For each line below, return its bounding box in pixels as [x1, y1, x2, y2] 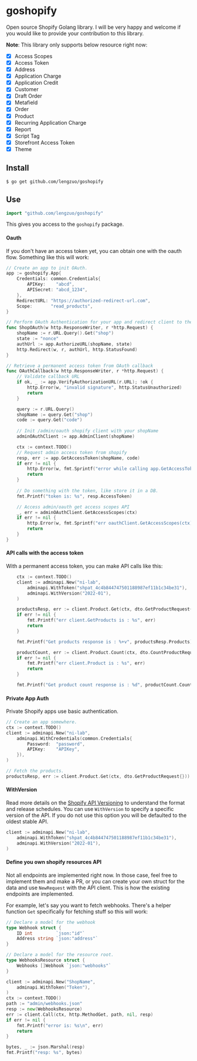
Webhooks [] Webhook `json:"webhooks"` [16, 963, 111, 969]
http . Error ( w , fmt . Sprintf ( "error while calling [27, 466, 148, 472]
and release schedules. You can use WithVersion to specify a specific [6, 806, 174, 813]
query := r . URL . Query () [16, 406, 75, 412]
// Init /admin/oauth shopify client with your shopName [16, 428, 159, 434]
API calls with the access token [6, 549, 84, 556]
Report [14, 125, 31, 133]
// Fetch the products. [6, 768, 64, 774]
